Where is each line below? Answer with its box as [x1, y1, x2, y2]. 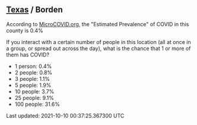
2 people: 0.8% [14, 68, 53, 76]
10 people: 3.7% [14, 87, 55, 95]
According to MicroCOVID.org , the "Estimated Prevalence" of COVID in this [6, 20, 189, 27]
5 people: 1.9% [14, 82, 52, 89]
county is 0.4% [6, 27, 43, 34]
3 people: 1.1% [14, 75, 50, 82]
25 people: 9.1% [14, 94, 55, 101]
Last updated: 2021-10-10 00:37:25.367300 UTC [6, 112, 125, 119]
